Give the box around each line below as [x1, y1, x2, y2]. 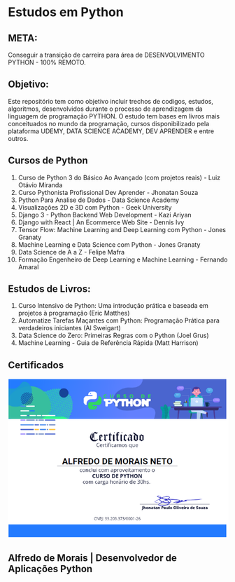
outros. [8, 134, 29, 142]
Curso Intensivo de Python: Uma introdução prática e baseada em [17, 302, 209, 310]
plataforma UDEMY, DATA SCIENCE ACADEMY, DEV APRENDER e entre [8, 127, 215, 135]
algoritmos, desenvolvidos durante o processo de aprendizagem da [8, 104, 203, 113]
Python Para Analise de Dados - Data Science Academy [17, 196, 180, 204]
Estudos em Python [8, 4, 124, 20]
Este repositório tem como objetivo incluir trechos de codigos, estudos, [8, 97, 214, 105]
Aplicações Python [8, 563, 93, 575]
